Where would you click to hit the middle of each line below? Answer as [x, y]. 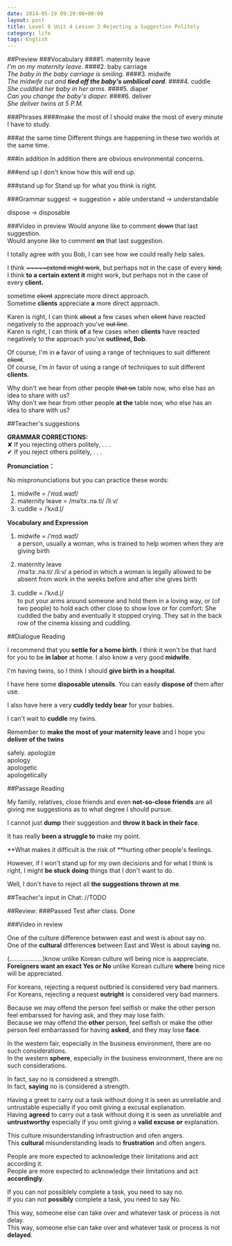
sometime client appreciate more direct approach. [79, 296]
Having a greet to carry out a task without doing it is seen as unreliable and [114, 1100]
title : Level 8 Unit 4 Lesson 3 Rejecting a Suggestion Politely [103, 26]
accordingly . [26, 1179]
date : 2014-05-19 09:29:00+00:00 [55, 14]
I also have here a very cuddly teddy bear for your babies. [91, 705]
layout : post [26, 20]
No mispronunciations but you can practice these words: [88, 480]
